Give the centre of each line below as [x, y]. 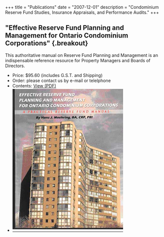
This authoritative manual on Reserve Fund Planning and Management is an [82, 55]
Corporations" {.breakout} [47, 43]
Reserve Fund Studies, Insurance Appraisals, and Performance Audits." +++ [82, 12]
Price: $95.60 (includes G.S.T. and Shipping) [57, 75]
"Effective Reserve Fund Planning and [65, 28]
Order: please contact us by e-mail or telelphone [61, 80]
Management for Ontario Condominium [67, 36]
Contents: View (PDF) [34, 85]
